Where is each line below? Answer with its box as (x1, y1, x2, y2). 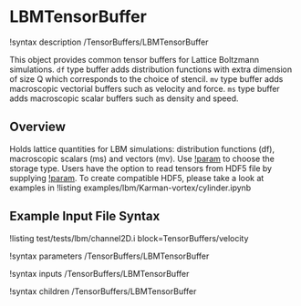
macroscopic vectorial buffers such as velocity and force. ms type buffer (9, 83, 280, 94)
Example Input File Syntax (9, 209, 161, 224)
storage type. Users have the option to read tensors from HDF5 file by (9, 162, 272, 174)
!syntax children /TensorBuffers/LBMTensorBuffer (9, 285, 197, 297)
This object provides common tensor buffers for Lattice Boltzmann (9, 54, 260, 65)
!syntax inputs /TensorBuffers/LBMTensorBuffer (9, 268, 190, 279)
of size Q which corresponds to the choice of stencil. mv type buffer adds (9, 73, 284, 84)
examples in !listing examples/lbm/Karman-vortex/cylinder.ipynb (9, 182, 252, 193)
